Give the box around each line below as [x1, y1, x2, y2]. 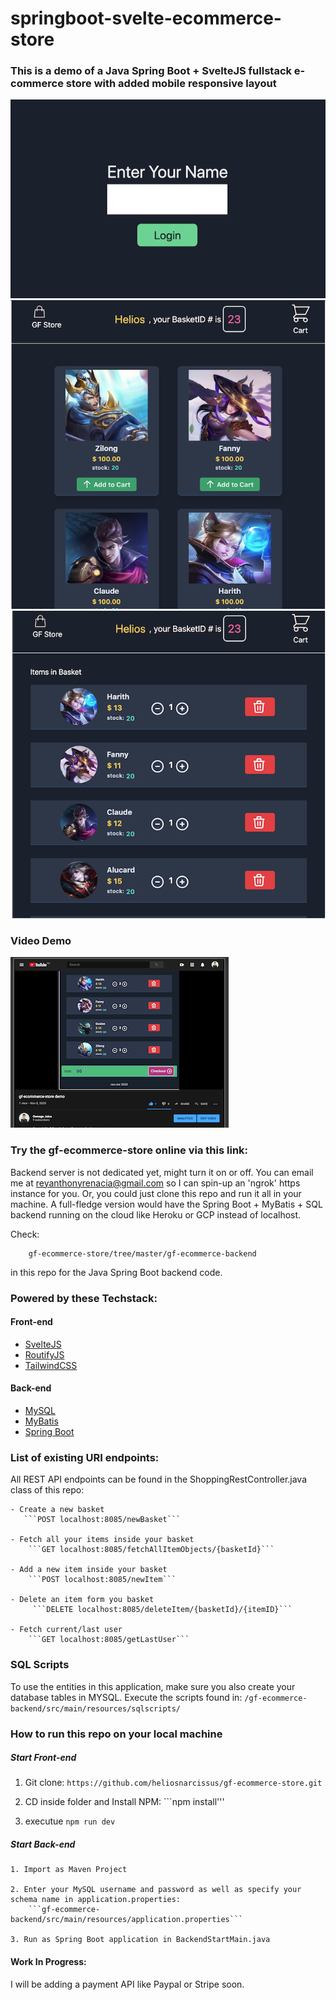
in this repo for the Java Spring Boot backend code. [10, 1266, 223, 1278]
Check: [10, 1228, 40, 1240]
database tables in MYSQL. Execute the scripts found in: [10, 1691, 243, 1703]
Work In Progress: [10, 1956, 87, 1968]
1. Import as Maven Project [10, 1865, 128, 1875]
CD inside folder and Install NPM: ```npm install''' [24, 1796, 225, 1808]
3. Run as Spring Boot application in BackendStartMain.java [10, 1935, 271, 1945]
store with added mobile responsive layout [65, 77, 277, 91]
